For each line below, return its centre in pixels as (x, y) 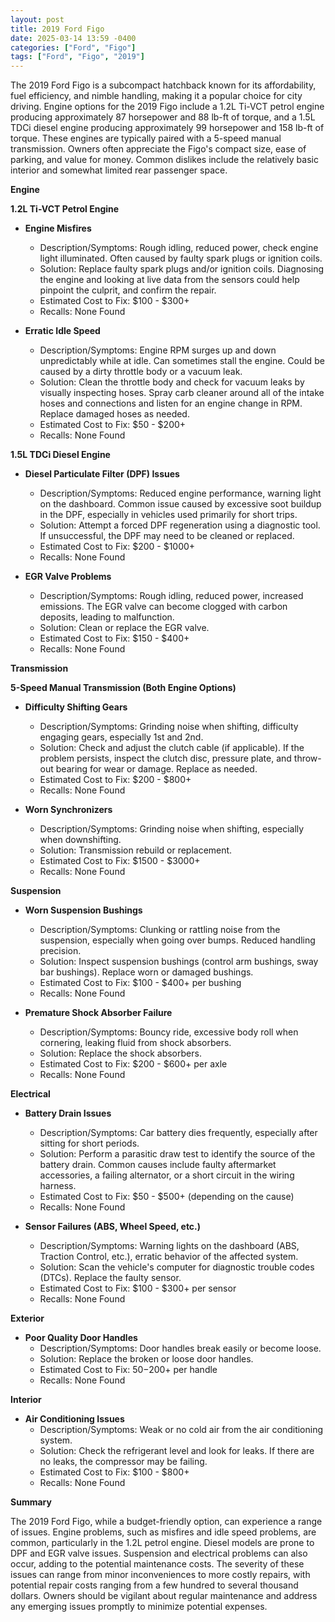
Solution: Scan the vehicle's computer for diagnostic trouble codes (177, 1267)
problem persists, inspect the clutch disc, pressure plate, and (165, 758)
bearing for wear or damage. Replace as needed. (156, 769)
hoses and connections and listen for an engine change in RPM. (171, 403)
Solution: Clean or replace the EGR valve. (124, 628)
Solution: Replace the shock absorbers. (120, 1053)
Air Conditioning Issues (74, 1419)
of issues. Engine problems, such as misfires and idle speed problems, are (163, 1532)
